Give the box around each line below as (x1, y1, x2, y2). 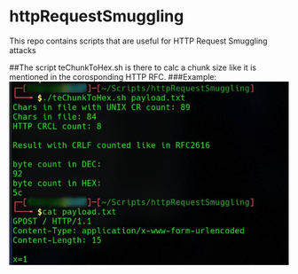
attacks (9, 44, 37, 55)
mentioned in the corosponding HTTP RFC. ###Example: (9, 71, 217, 82)
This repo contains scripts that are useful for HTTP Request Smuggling (9, 35, 268, 46)
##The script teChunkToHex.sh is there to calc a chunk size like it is (9, 62, 257, 73)
